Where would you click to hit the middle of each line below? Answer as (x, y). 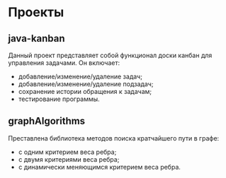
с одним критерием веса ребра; (67, 152)
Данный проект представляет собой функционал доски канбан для (110, 55)
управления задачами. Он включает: (64, 63)
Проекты (36, 12)
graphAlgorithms (47, 121)
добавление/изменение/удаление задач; (80, 76)
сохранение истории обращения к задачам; (85, 91)
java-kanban (37, 38)
